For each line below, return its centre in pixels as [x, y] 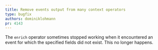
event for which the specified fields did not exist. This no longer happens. [79, 43]
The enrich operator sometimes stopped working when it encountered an [79, 37]
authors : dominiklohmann [30, 19]
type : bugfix [18, 14]
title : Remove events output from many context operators [65, 10]
